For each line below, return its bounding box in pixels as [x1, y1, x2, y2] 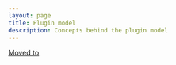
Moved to [8, 48, 40, 58]
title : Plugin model [8, 19, 77, 27]
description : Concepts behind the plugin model [8, 26, 169, 34]
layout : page [8, 11, 52, 20]
